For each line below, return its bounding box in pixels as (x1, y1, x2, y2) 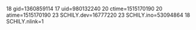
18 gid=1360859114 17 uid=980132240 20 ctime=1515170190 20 (6, 5, 163, 12)
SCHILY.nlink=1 (6, 18, 44, 25)
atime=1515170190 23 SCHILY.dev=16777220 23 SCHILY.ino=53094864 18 (6, 11, 190, 19)
